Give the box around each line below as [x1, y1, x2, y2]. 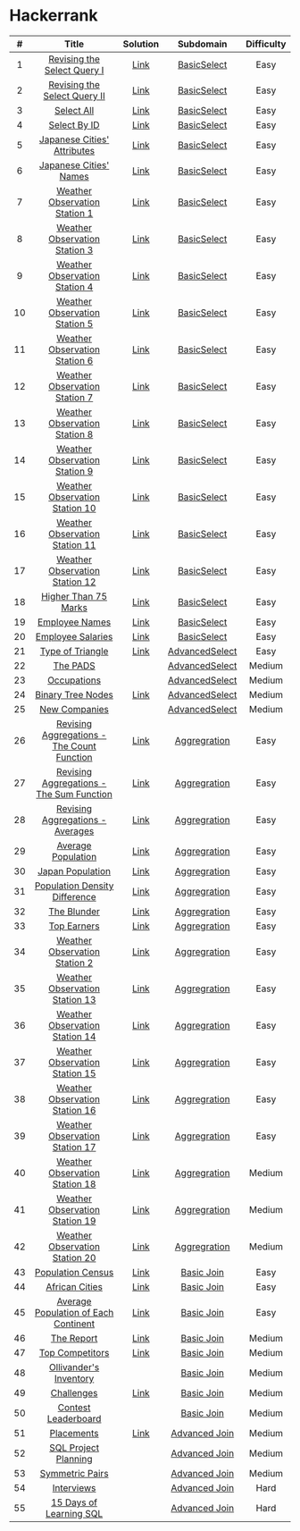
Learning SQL [46, 1507, 104, 1519]
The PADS [53, 659, 96, 671]
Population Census [34, 1266, 114, 1278]
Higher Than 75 [41, 590, 108, 602]
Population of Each [34, 1306, 114, 1318]
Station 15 [52, 1067, 96, 1080]
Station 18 [52, 1177, 96, 1190]
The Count [52, 739, 96, 752]
